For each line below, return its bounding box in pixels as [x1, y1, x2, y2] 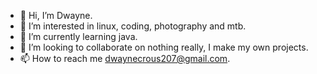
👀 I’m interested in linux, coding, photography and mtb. [19, 20, 247, 32]
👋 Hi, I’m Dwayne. [19, 10, 93, 21]
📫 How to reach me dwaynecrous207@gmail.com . [19, 53, 231, 64]
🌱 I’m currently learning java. [19, 31, 138, 42]
